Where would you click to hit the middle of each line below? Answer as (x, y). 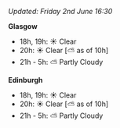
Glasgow (23, 26)
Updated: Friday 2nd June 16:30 (60, 11)
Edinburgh (25, 80)
